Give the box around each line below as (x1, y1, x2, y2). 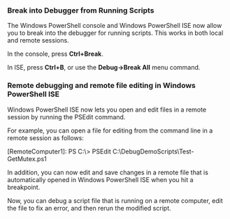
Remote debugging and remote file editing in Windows (7, 81, 196, 91)
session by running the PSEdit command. (7, 112, 126, 121)
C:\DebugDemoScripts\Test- (112, 147, 194, 156)
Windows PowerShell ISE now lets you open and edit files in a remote (7, 105, 207, 114)
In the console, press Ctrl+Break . (7, 50, 103, 58)
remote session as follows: (7, 133, 84, 142)
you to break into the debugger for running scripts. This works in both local (7, 29, 224, 37)
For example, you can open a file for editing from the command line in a (7, 126, 213, 135)
